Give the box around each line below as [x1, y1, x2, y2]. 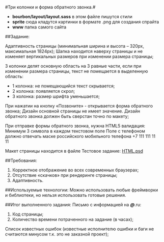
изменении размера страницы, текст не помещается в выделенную [5, 68, 148, 74]
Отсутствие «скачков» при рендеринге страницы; [12, 172, 118, 178]
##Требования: [5, 158, 37, 163]
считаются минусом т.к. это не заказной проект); [5, 231, 109, 237]
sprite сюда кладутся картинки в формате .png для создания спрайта [12, 19, 160, 25]
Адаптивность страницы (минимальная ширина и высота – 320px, [5, 43, 144, 49]
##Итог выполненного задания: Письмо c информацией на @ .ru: [5, 202, 141, 208]
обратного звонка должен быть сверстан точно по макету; [5, 113, 129, 119]
